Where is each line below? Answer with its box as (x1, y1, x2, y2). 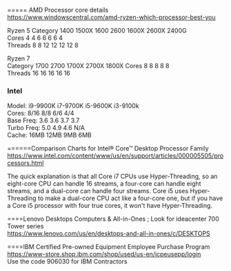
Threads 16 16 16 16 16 (7, 69, 71, 77)
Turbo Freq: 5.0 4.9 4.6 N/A (7, 124, 85, 132)
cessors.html (7, 159, 44, 167)
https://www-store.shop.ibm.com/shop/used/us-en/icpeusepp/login (7, 250, 201, 259)
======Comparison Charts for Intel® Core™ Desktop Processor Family (7, 144, 209, 153)
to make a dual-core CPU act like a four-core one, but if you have (37, 194, 223, 202)
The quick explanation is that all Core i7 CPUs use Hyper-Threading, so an (7, 172, 218, 181)
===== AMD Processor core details (7, 6, 109, 14)
